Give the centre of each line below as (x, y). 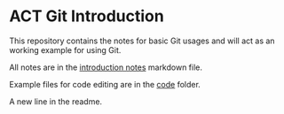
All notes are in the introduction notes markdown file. (106, 67)
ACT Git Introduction (87, 16)
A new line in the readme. (56, 101)
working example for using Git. (65, 49)
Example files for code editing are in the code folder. (105, 84)
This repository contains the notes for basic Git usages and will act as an (142, 41)
